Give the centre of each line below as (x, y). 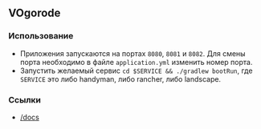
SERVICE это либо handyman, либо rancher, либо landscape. (120, 79)
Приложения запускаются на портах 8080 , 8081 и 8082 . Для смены (133, 53)
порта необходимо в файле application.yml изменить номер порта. (136, 62)
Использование (41, 36)
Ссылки (25, 99)
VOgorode (35, 13)
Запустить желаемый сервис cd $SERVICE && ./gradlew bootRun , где (136, 71)
